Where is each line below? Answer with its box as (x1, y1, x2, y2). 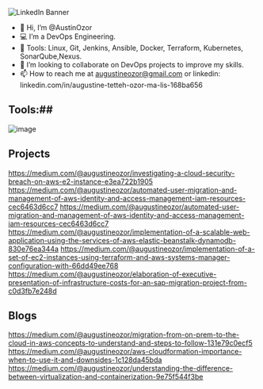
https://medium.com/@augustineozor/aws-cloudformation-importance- (8, 347, 242, 357)
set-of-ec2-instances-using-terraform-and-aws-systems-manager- (8, 252, 231, 261)
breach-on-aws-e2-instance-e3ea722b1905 (8, 177, 153, 186)
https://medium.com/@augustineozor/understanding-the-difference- (8, 364, 234, 373)
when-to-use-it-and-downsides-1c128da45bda (8, 355, 162, 364)
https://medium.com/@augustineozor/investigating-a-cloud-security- (8, 168, 235, 177)
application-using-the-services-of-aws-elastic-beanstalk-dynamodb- (8, 235, 236, 245)
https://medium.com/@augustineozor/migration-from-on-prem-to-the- (8, 330, 240, 340)
